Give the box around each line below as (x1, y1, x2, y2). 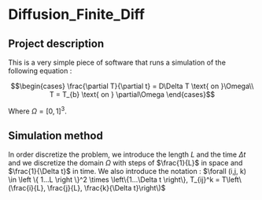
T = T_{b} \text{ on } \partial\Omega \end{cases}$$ (49, 90, 216, 99)
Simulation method (8, 129, 104, 143)
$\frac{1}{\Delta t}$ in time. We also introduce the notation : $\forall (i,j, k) (8, 167, 246, 176)
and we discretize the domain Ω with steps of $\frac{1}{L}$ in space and (8, 158, 243, 168)
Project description (8, 37, 105, 50)
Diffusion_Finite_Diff (8, 6, 146, 24)
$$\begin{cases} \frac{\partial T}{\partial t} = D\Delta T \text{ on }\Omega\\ (10, 81, 254, 91)
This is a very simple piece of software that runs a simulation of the (8, 57, 227, 67)
